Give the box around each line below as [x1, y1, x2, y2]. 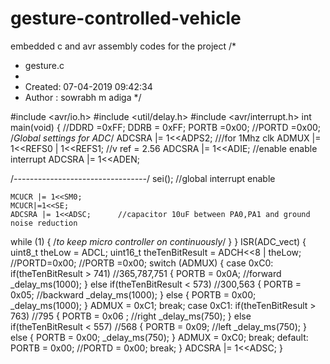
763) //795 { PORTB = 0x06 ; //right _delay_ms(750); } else [10, 310, 252, 322]
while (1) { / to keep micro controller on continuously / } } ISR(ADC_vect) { [10, 235, 307, 247]
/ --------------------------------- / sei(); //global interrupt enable [10, 172, 276, 184]
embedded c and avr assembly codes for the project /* [10, 40, 237, 52]
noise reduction [10, 218, 78, 228]
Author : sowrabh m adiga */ [24, 91, 142, 103]
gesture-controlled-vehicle [10, 7, 242, 30]
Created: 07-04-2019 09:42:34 [24, 80, 153, 92]
